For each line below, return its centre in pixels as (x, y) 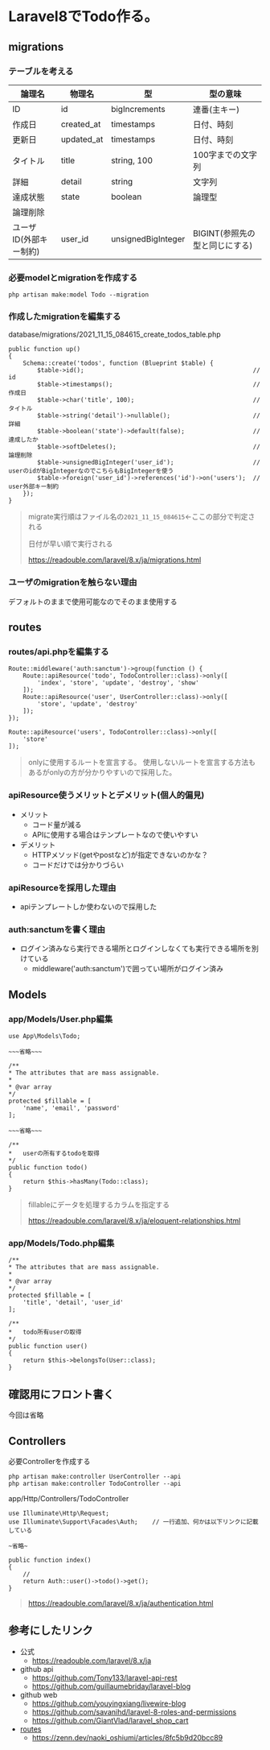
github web (39, 1694)
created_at (81, 124)
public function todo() (48, 1168)
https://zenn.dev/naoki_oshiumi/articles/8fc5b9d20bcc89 (127, 1737)
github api (37, 1669)
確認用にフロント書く (61, 1394)
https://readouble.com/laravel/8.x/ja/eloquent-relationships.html (134, 1221)
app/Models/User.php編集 (61, 1019)
